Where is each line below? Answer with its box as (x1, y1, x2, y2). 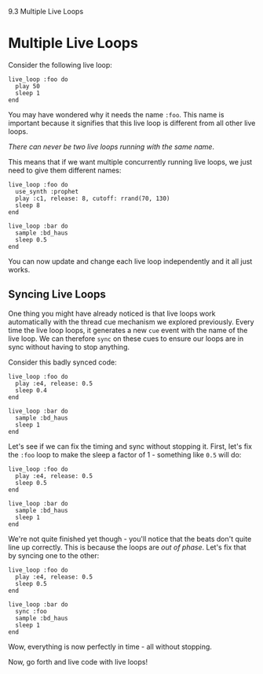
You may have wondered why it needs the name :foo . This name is (8, 109, 225, 119)
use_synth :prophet (15, 187, 79, 195)
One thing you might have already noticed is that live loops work (8, 309, 216, 318)
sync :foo (15, 607, 47, 615)
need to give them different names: (8, 165, 122, 175)
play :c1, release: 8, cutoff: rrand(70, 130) (15, 194, 170, 202)
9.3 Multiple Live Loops (8, 7, 84, 16)
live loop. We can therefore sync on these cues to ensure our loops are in (8, 334, 244, 343)
